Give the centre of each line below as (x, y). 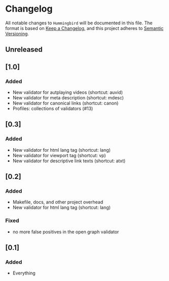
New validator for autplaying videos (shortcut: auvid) (68, 92)
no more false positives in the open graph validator (66, 232)
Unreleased (24, 49)
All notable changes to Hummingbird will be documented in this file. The (79, 23)
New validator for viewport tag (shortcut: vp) (59, 155)
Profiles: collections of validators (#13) (53, 109)
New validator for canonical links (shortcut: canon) (65, 103)
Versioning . (17, 33)
